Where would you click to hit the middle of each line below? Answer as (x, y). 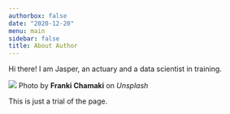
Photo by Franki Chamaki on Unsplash (83, 86)
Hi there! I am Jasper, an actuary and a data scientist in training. (115, 69)
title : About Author (43, 46)
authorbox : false (38, 16)
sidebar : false (34, 38)
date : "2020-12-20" (41, 23)
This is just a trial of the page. (58, 101)
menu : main (27, 31)
